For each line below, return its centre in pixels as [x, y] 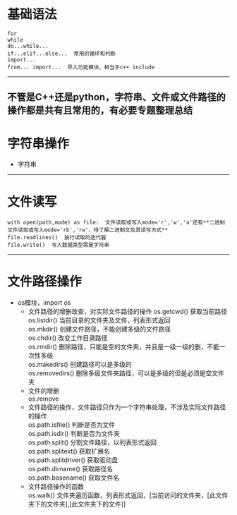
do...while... [28, 46]
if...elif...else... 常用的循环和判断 [62, 54]
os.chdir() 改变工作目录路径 [68, 338]
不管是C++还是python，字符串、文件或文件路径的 [116, 97]
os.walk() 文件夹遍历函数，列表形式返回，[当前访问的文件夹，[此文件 [128, 495]
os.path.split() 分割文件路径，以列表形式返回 [92, 442]
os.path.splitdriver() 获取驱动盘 [73, 460]
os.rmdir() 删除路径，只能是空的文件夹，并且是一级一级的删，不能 [124, 347]
